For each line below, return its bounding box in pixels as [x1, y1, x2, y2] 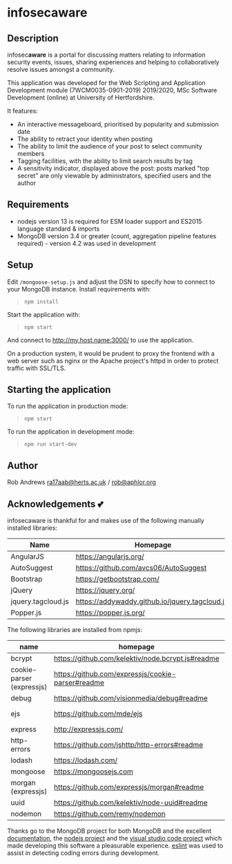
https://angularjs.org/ [75, 552, 145, 561]
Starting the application [7, 384, 111, 396]
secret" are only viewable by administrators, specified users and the [17, 171, 212, 180]
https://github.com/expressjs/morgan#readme [54, 783, 204, 792]
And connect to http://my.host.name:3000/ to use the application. [7, 336, 194, 344]
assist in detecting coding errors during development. [7, 849, 160, 857]
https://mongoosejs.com [54, 767, 133, 776]
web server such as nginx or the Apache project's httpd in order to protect [7, 356, 219, 365]
